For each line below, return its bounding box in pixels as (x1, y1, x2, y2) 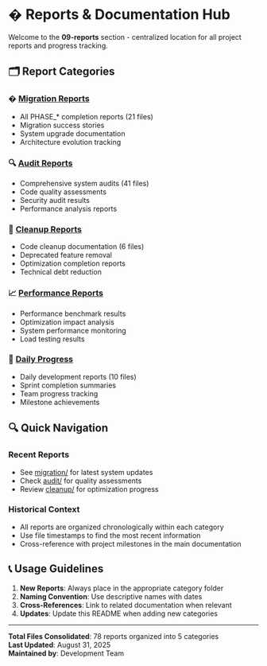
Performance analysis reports (19, 204, 118, 213)
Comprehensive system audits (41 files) (19, 178, 149, 188)
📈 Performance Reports (8, 287, 103, 298)
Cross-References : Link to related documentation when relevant (19, 600, 232, 610)
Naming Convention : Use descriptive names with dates (19, 591, 203, 601)
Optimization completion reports (19, 259, 126, 268)
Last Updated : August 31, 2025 (8, 640, 111, 649)
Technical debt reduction (19, 267, 102, 277)
